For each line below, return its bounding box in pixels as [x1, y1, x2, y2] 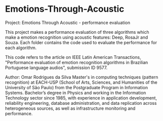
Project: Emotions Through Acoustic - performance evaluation [5, 20, 131, 25]
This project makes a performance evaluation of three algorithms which [5, 29, 149, 35]
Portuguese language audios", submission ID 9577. [5, 65, 108, 71]
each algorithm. [5, 45, 37, 50]
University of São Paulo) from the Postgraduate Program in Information [5, 84, 148, 90]
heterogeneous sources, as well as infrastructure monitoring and [5, 105, 136, 111]
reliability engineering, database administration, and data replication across [5, 100, 157, 106]
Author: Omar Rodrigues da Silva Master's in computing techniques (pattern [5, 74, 158, 80]
